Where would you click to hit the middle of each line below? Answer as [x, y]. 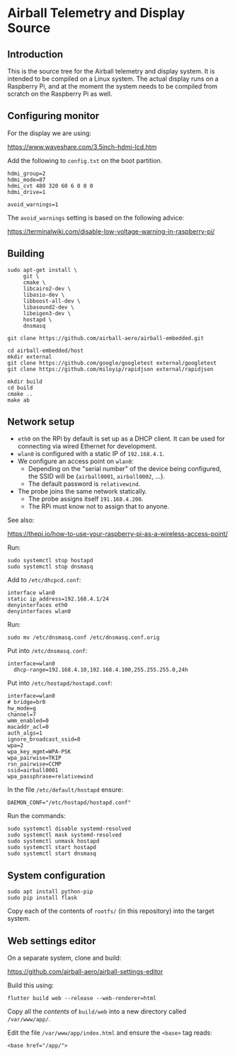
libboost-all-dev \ [52, 301]
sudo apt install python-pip [50, 892]
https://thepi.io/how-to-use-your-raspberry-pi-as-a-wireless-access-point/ [117, 534]
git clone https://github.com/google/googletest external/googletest [112, 363]
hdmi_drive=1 [27, 192]
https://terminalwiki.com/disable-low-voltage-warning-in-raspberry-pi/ [111, 231]
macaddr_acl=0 [28, 727]
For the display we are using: [50, 133]
